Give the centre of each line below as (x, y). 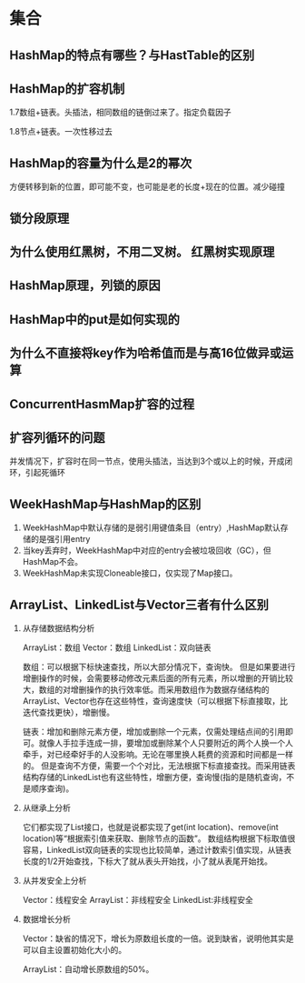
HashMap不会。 (53, 562)
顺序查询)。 (52, 788)
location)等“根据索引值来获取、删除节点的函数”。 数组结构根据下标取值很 (159, 838)
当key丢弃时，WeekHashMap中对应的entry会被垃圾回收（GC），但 (147, 550)
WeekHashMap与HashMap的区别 (105, 504)
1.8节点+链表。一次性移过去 (61, 132)
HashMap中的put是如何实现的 (94, 319)
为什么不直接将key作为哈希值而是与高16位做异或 (146, 353)
